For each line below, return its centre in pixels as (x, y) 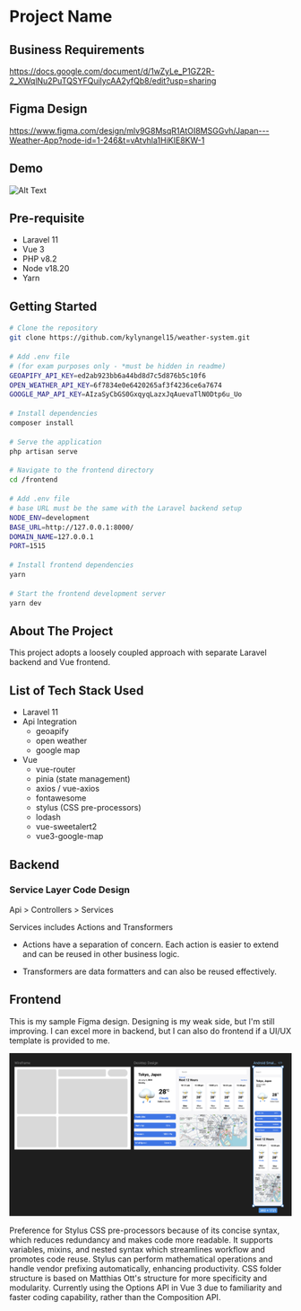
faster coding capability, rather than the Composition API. (115, 1298)
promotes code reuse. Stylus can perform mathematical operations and (141, 1259)
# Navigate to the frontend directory (82, 470)
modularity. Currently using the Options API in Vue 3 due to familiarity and (146, 1288)
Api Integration (50, 722)
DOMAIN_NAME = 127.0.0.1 (52, 536)
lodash (48, 817)
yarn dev (26, 603)
